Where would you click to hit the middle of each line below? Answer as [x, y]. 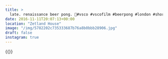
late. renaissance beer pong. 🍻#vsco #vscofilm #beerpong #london [80, 14]
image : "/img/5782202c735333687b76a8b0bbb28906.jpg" [61, 28]
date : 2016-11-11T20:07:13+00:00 [40, 19]
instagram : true [22, 38]
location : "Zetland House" [33, 24]
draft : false [19, 33]
